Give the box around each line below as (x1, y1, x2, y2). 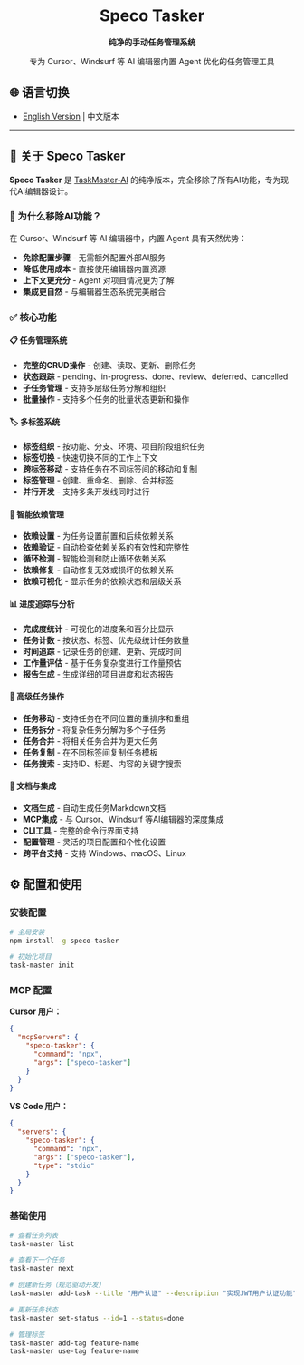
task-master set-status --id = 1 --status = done (9, 1313, 184, 1322)
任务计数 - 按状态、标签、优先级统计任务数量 (22, 634, 190, 645)
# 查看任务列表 (9, 1231, 59, 1240)
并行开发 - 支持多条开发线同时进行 (22, 486, 151, 497)
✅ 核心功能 (9, 310, 57, 323)
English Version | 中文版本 (22, 111, 119, 122)
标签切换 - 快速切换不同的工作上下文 (22, 453, 158, 463)
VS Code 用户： (9, 1101, 70, 1112)
